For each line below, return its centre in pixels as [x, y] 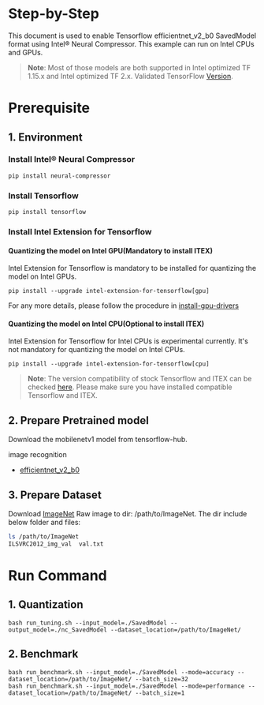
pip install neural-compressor [59, 176]
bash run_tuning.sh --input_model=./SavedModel [88, 623]
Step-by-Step [54, 14]
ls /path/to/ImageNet [44, 537]
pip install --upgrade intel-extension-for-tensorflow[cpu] [109, 364]
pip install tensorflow [47, 212]
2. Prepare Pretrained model [79, 420]
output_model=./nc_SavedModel [58, 630]
